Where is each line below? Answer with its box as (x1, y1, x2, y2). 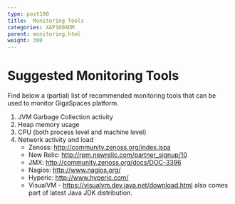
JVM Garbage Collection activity (17, 113, 114, 121)
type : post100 (7, 10, 50, 18)
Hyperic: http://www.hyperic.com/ (28, 173, 130, 182)
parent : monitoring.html (7, 30, 81, 38)
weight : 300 (7, 37, 43, 44)
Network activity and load (17, 136, 94, 144)
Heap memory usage (17, 121, 80, 129)
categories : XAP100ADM (7, 24, 75, 31)
